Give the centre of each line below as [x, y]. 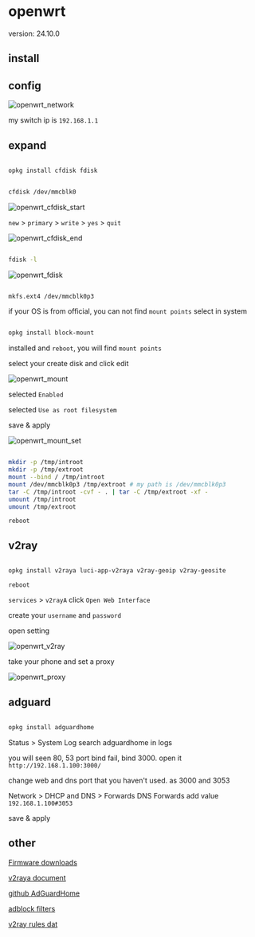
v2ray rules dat [33, 924]
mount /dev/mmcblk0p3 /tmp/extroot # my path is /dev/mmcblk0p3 [117, 484]
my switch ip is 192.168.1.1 [53, 120]
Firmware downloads [43, 862]
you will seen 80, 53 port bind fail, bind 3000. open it [95, 758]
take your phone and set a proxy [61, 662]
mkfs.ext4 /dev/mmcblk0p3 [51, 296]
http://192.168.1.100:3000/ [55, 765]
